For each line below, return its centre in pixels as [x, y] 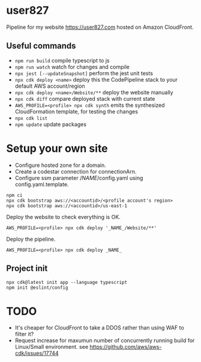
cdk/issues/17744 [37, 353]
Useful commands [41, 46]
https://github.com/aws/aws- [126, 347]
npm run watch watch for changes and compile [72, 67]
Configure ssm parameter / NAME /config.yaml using [79, 178]
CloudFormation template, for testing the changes [76, 111]
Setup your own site [57, 148]
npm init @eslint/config [37, 288]
